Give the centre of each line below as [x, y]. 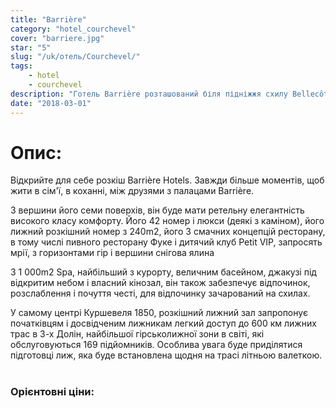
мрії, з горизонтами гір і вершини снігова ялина [112, 253]
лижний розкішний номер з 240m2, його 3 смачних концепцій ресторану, [168, 232]
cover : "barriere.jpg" [57, 38]
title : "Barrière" [48, 19]
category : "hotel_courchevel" [73, 29]
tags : [21, 66]
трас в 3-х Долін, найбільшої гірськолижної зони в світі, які [137, 334]
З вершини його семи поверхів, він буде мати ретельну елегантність [157, 210]
